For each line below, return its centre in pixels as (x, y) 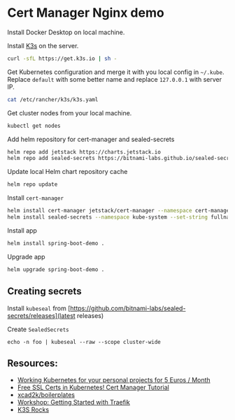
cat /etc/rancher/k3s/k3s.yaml (53, 99)
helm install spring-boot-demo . (56, 243)
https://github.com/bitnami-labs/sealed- (128, 308)
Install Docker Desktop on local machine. (66, 32)
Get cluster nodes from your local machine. (70, 113)
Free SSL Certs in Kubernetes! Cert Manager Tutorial (93, 388)
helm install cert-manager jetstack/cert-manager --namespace (100, 211)
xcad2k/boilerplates (46, 395)
